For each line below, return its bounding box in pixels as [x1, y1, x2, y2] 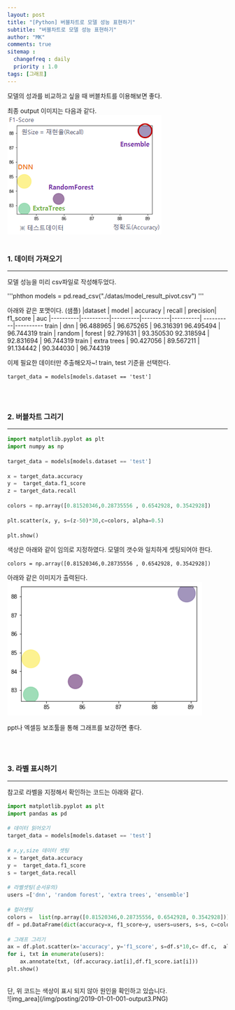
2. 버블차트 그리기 [7, 411, 64, 421]
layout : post [7, 11, 45, 18]
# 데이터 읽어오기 [7, 825, 51, 832]
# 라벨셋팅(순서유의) [7, 884, 59, 891]
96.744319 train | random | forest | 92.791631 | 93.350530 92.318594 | [7, 328, 210, 337]
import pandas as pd [7, 810, 68, 817]
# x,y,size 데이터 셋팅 [7, 847, 69, 854]
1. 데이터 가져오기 [7, 253, 63, 263]
